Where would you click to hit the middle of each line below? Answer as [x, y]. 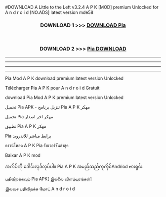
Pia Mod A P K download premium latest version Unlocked [64, 78]
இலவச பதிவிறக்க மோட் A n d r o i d [40, 189]
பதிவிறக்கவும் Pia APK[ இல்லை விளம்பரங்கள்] [49, 179]
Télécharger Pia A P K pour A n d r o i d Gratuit [52, 88]
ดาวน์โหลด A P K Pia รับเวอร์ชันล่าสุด [37, 145]
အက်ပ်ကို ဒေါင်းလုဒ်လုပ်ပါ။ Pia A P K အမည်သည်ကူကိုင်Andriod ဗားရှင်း [74, 166]
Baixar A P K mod [23, 155]
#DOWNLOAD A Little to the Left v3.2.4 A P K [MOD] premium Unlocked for [82, 7]
